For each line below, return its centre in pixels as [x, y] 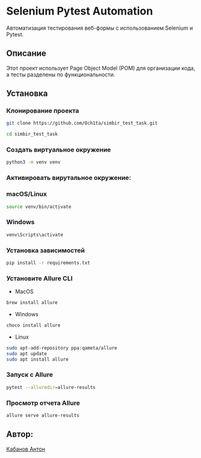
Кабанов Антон [26, 449]
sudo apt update [27, 353]
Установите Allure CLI [40, 278]
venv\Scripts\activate [35, 234]
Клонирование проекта [43, 111]
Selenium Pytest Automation [80, 11]
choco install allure [33, 325]
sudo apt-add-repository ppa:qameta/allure [62, 348]
